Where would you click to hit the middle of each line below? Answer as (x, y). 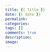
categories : (17, 24)
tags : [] (14, 28)
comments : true (21, 33)
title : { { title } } (25, 10)
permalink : (16, 19)
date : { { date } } (23, 14)
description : (19, 38)
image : (12, 42)
